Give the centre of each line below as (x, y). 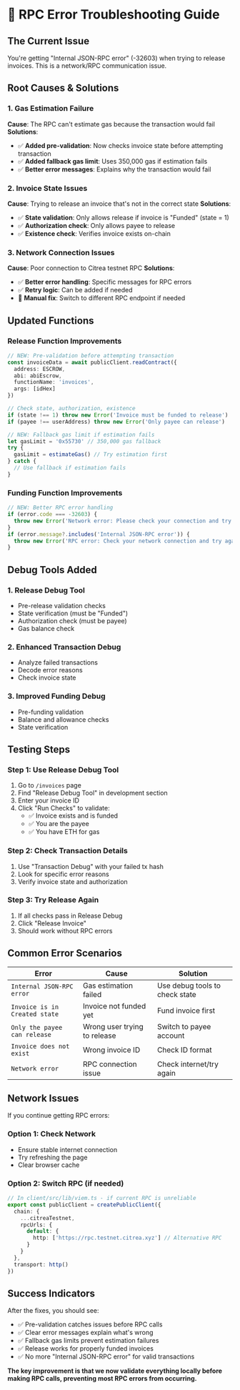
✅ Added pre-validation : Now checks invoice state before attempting (120, 145)
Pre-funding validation (51, 712)
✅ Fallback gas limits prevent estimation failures (88, 1341)
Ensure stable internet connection (67, 1149)
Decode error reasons (50, 670)
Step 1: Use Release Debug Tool (63, 770)
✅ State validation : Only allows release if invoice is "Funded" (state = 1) (124, 217)
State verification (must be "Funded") (73, 613)
